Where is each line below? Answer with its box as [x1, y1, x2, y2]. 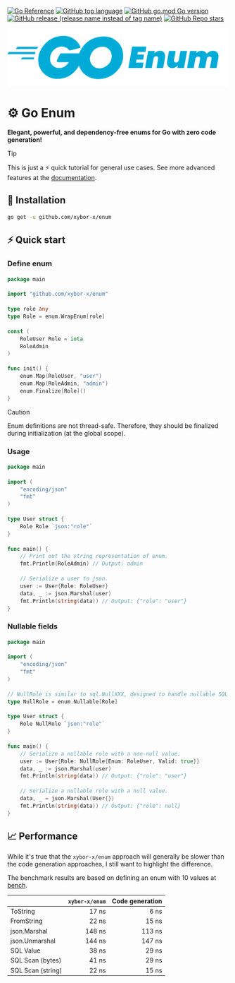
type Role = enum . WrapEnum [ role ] [7, 313, 106, 321]
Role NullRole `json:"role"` [20, 720, 106, 727]
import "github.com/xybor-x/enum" [7, 290, 109, 298]
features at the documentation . [7, 174, 97, 182]
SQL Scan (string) [10, 966, 62, 975]
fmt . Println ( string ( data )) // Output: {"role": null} [20, 802, 181, 809]
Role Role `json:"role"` [20, 523, 93, 530]
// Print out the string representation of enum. [20, 553, 169, 560]
